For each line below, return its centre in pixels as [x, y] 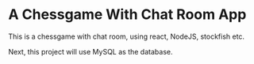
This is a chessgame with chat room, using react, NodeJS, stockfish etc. [126, 36]
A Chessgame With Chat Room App [127, 15]
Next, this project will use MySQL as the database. [90, 51]
